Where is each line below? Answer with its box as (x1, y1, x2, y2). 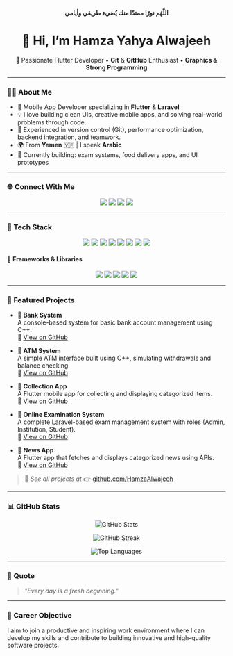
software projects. (7, 641, 60, 650)
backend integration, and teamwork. (17, 133, 121, 141)
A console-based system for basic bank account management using (17, 318, 213, 327)
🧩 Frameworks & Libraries (7, 255, 83, 263)
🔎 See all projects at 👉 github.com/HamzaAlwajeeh (24, 475, 173, 483)
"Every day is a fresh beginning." (24, 587, 119, 595)
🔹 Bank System (17, 311, 62, 320)
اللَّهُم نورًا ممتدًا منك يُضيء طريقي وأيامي (64, 9, 169, 17)
